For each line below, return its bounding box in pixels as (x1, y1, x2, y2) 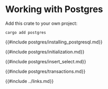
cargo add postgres (5, 30, 46, 35)
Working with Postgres (5, 4, 103, 15)
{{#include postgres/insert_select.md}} (5, 58, 86, 64)
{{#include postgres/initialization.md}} (5, 49, 85, 55)
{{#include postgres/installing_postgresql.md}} (5, 39, 103, 45)
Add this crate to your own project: (5, 20, 78, 26)
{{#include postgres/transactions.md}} (5, 68, 86, 74)
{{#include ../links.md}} (5, 78, 54, 84)
